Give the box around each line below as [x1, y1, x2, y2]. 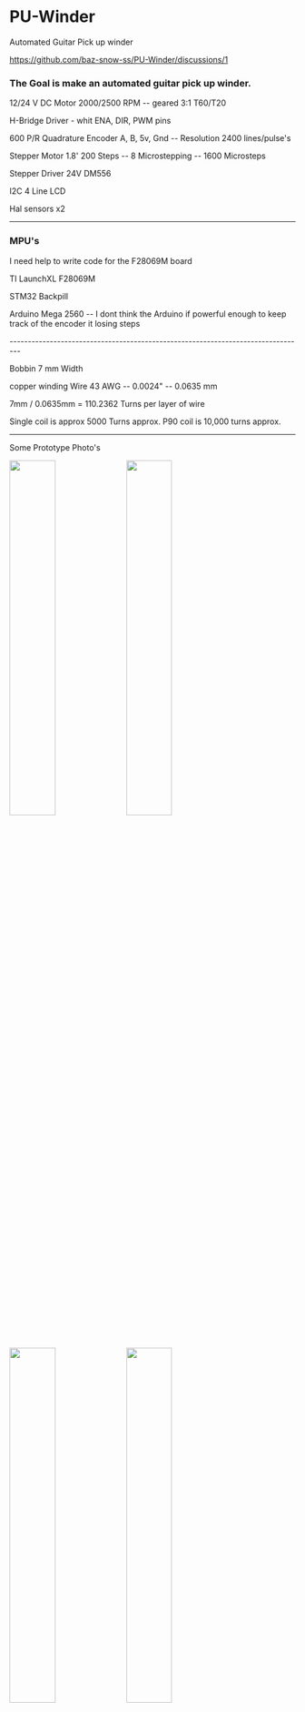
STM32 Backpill [9, 290, 69, 301]
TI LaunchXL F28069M [9, 273, 96, 284]
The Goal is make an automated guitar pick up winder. [9, 76, 251, 89]
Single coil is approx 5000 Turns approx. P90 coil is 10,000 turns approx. [9, 416, 281, 427]
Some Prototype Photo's [9, 441, 102, 452]
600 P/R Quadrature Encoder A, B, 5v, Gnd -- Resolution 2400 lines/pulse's [9, 133, 291, 144]
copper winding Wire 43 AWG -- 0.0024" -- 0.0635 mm [9, 380, 218, 391]
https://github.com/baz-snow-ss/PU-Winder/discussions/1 [9, 54, 229, 65]
